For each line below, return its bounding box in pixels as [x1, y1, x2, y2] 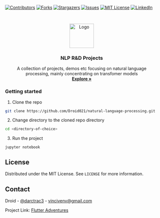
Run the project [12, 135, 43, 141]
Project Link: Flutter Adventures [5, 207, 69, 213]
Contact [5, 185, 30, 193]
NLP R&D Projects [60, 54, 103, 61]
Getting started [5, 88, 42, 95]
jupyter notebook [5, 145, 40, 150]
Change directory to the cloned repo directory [12, 117, 105, 123]
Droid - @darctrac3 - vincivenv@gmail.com [5, 198, 92, 203]
